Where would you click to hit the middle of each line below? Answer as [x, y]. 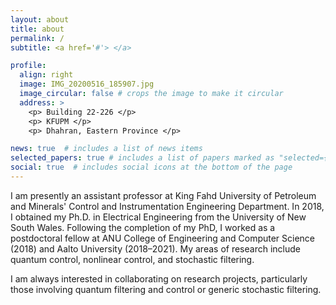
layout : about [40, 19]
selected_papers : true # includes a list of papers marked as [142, 158]
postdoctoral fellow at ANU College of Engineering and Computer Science [163, 238]
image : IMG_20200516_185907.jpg [87, 84]
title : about [37, 29]
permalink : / [37, 38]
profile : [28, 66]
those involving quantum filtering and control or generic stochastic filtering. [166, 289]
